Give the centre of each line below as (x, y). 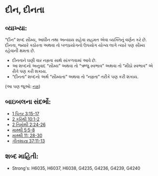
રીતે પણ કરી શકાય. (29, 71)
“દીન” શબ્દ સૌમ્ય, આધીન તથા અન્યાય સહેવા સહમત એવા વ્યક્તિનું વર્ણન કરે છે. (76, 40)
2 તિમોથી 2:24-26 (29, 124)
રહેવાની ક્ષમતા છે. (20, 51)
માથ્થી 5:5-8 (23, 130)
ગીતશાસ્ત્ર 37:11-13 (28, 141)
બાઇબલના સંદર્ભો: (28, 102)
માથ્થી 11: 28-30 (27, 135)
